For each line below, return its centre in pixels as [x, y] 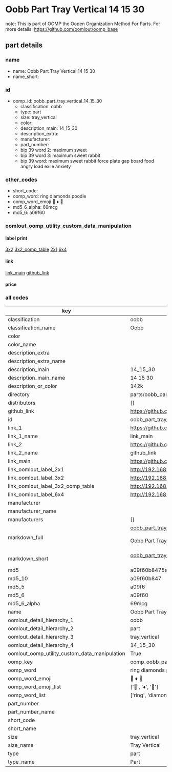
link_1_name [23, 436]
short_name [22, 728]
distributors [22, 403]
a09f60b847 [146, 579]
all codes [17, 298]
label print [16, 238]
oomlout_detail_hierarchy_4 [41, 645]
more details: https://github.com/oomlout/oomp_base [62, 29]
